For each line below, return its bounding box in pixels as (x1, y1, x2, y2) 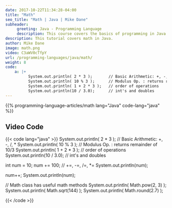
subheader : (5, 21, 29, 27)
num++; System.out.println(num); (5, 172, 76, 178)
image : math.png (5, 45, 40, 51)
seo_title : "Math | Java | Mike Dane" (5, 17, 88, 22)
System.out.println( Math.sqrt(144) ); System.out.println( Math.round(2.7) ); (5, 188, 164, 194)
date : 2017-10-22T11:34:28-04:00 (5, 7, 77, 13)
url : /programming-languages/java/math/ (5, 55, 93, 60)
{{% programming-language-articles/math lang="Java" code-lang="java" (5, 102, 160, 108)
